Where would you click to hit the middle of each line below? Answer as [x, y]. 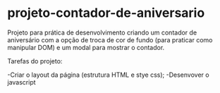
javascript [22, 82]
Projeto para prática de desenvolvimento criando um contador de [102, 32]
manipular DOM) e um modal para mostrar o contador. [86, 47]
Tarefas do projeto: [35, 61]
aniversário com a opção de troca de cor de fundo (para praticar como [110, 39]
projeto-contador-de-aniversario [106, 13]
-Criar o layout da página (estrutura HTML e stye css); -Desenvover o [108, 75]
